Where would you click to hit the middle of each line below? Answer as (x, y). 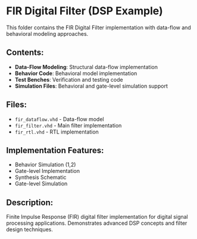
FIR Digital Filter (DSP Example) (85, 11)
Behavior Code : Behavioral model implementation (76, 73)
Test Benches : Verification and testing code (69, 79)
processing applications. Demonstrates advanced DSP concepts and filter (97, 223)
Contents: (25, 53)
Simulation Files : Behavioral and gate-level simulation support (91, 86)
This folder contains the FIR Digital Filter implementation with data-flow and (99, 27)
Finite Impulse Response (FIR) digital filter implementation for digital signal (97, 217)
